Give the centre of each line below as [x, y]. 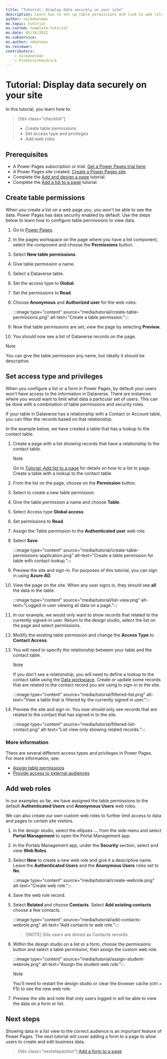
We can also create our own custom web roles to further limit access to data [83, 815]
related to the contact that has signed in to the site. [65, 715]
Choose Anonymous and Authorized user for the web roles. [75, 302]
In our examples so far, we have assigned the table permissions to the [77, 800]
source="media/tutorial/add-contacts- [102, 919]
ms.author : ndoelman [27, 42]
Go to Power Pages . [33, 230]
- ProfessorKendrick [36, 60]
